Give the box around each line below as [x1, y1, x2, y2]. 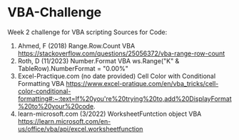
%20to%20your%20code [17, 102, 94, 110]
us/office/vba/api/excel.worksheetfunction [17, 124, 143, 133]
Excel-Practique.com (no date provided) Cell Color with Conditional [17, 72, 216, 80]
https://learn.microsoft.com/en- [17, 117, 111, 125]
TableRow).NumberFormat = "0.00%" [17, 64, 128, 72]
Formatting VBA [17, 79, 65, 87]
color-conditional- [17, 87, 71, 95]
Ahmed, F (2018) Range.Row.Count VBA [17, 41, 136, 50]
